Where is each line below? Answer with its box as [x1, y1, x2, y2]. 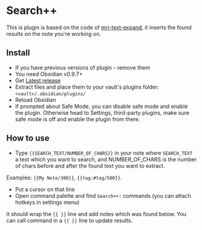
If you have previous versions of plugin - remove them [15, 64, 150, 71]
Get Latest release [15, 76, 61, 84]
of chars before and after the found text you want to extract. [15, 162, 165, 169]
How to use [6, 133, 50, 143]
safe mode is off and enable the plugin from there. [15, 115, 140, 123]
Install [6, 48, 30, 58]
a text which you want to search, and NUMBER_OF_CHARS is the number [15, 155, 197, 163]
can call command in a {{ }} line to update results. [6, 217, 133, 224]
